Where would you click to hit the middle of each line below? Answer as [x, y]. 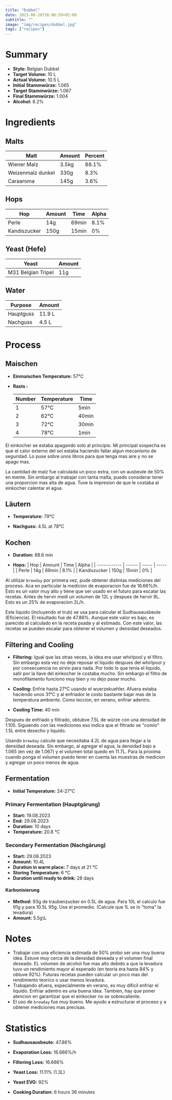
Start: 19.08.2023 [31, 816]
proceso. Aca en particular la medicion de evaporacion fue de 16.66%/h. [82, 586]
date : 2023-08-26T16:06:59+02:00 [41, 15]
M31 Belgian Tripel [31, 272]
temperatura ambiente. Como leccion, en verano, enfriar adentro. [82, 700]
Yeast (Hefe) [26, 249]
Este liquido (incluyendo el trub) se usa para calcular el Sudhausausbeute [83, 612]
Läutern [18, 504]
